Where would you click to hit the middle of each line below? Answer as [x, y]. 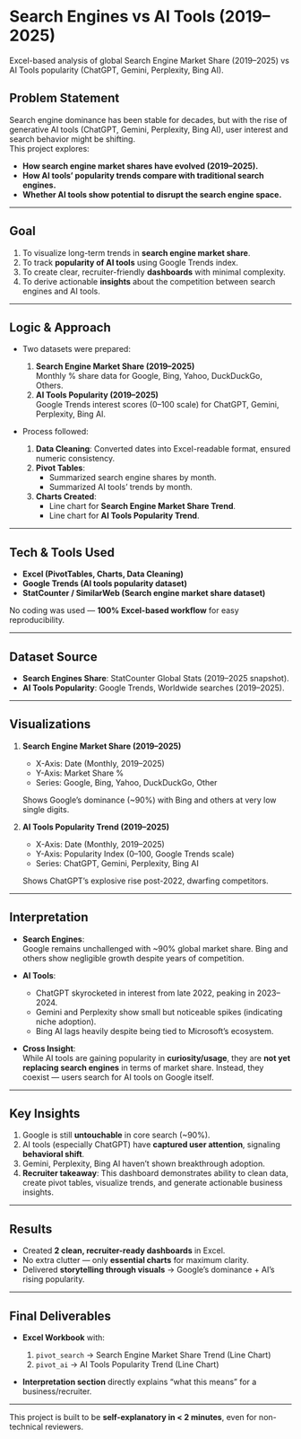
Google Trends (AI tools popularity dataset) [105, 583]
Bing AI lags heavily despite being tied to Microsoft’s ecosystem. [155, 1031]
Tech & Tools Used [62, 553]
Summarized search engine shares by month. [133, 478]
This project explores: [49, 148]
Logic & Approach [60, 327]
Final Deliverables [60, 1316]
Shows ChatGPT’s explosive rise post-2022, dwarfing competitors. [145, 881]
